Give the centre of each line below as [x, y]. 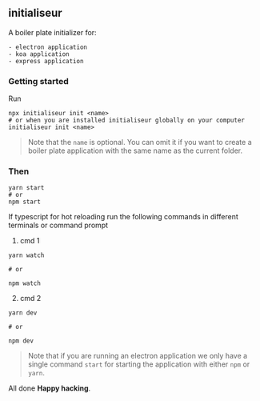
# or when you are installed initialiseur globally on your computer [127, 120]
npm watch [25, 283]
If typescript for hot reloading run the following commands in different [123, 217]
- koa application [39, 54]
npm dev [21, 341]
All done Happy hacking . [50, 388]
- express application [46, 61]
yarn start [26, 188]
